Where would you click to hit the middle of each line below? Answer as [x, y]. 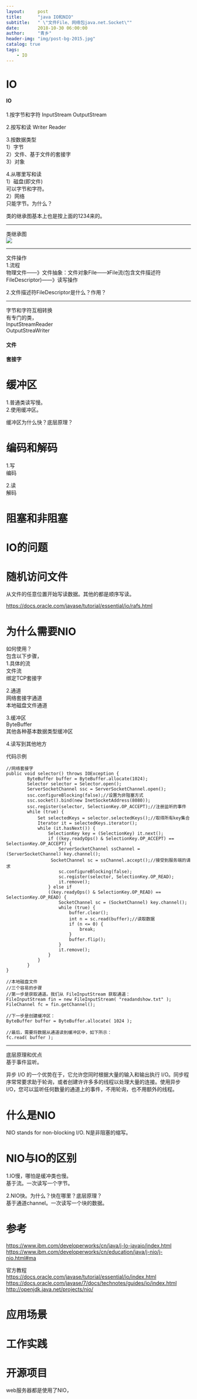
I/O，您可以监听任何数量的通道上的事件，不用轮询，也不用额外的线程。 [92, 1089]
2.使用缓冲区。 [24, 410]
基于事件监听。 [24, 1062]
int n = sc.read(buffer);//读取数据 [112, 919]
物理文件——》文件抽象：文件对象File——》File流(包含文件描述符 [84, 273]
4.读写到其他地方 [26, 744]
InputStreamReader [30, 324]
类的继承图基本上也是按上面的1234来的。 [56, 216]
